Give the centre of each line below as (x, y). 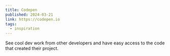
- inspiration (25, 29)
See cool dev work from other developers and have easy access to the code (85, 43)
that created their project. (32, 48)
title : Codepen (21, 10)
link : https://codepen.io (32, 19)
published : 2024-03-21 (29, 15)
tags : (11, 24)
